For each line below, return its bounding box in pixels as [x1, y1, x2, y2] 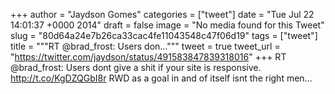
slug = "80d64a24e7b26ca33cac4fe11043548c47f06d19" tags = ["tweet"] [10, 30, 318, 41]
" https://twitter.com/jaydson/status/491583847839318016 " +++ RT [10, 51, 287, 63]
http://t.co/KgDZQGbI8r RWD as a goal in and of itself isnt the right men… [10, 72, 313, 84]
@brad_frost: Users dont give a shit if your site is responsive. [10, 62, 262, 73]
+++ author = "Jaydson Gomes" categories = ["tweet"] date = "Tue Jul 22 [10, 9, 315, 20]
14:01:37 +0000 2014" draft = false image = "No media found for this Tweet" [10, 19, 325, 31]
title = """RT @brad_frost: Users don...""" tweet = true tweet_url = [10, 40, 281, 52]
